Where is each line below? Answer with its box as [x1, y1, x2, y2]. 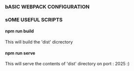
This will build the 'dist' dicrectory [5, 39, 73, 45]
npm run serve [5, 50, 36, 56]
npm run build [5, 28, 34, 34]
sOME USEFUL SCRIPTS [5, 16, 63, 23]
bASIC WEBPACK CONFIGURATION [5, 3, 90, 10]
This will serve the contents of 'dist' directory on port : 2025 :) [5, 61, 130, 67]
